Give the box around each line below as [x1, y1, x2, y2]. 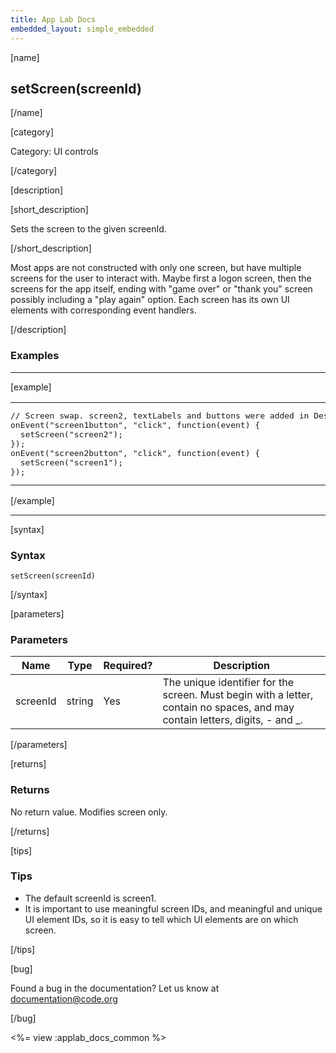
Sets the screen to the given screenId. [10, 223, 167, 235]
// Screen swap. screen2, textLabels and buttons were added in [10, 410, 310, 421]
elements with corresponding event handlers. [10, 304, 197, 316]
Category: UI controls [10, 146, 99, 158]
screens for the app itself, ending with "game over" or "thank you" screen [10, 283, 313, 295]
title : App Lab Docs [10, 14, 97, 25]
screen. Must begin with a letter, [162, 688, 314, 702]
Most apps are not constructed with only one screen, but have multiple [10, 262, 302, 274]
